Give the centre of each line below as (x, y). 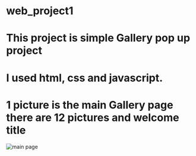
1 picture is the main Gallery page (90, 105)
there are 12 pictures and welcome (93, 117)
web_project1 (40, 11)
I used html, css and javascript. (85, 78)
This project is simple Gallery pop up (98, 38)
